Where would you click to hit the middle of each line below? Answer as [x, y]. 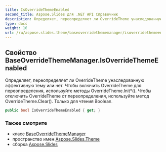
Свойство [21, 53]
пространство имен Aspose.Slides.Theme [56, 139]
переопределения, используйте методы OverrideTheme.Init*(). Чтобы [78, 91]
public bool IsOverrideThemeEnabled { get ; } [53, 110]
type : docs [16, 24]
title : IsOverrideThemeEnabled [37, 10]
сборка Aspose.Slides [35, 144]
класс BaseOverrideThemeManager [49, 134]
